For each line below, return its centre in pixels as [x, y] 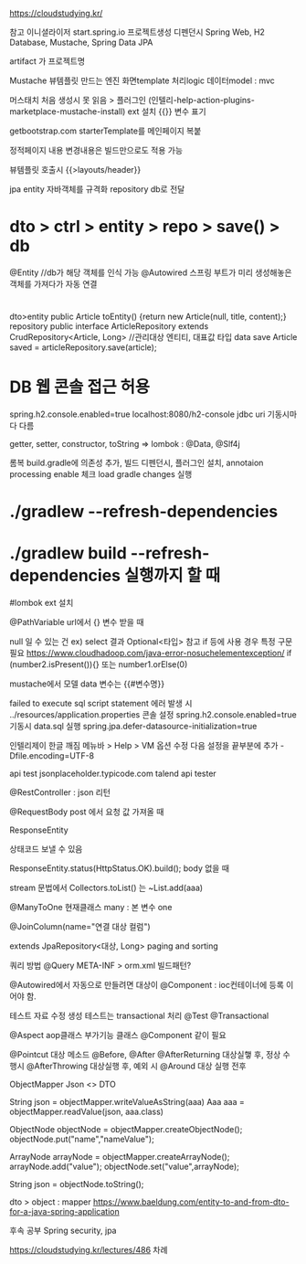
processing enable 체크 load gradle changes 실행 [101, 474]
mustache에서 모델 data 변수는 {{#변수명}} [87, 684]
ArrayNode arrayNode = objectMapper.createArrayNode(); [120, 1157]
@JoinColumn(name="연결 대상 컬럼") [80, 927]
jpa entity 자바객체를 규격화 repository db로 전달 [97, 189]
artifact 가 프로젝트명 [47, 61]
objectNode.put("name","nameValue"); [82, 1139]
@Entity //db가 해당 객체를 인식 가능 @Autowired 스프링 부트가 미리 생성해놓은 [151, 272]
